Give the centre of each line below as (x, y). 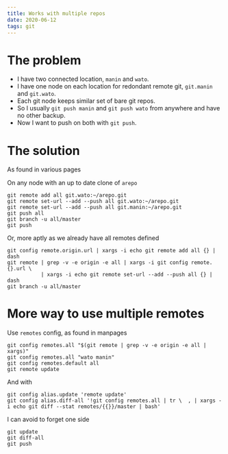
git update (23, 432)
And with (20, 382)
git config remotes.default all (53, 363)
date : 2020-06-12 (32, 20)
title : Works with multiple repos (56, 13)
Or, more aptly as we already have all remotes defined (83, 238)
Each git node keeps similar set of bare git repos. (86, 101)
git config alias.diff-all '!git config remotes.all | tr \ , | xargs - (115, 401)
